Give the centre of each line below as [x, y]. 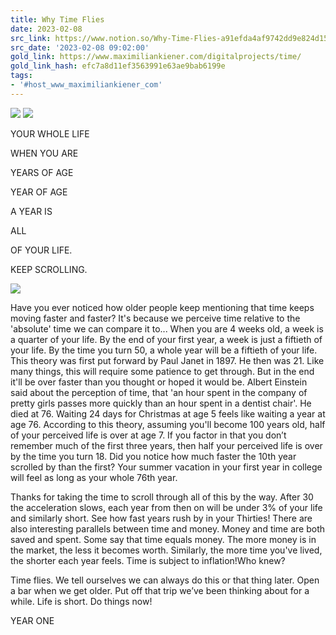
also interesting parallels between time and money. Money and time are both [168, 528]
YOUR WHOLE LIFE [50, 133]
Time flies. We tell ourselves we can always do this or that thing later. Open [165, 580]
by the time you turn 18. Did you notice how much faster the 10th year [153, 456]
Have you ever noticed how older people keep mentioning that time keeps [162, 307]
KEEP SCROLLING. [49, 269]
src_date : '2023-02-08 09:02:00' [80, 47]
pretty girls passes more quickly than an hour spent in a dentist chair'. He [161, 403]
